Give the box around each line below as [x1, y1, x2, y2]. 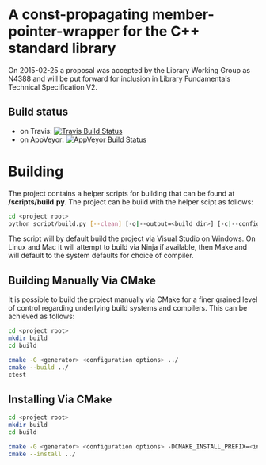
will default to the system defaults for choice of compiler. [8, 251, 194, 261]
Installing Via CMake [8, 392, 112, 406]
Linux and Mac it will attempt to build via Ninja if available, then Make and [8, 242, 248, 252]
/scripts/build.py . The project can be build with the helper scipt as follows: [8, 196, 253, 207]
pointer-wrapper [8, 22, 120, 40]
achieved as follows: [8, 311, 75, 322]
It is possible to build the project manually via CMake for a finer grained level [8, 295, 258, 304]
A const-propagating [8, 6, 149, 24]
